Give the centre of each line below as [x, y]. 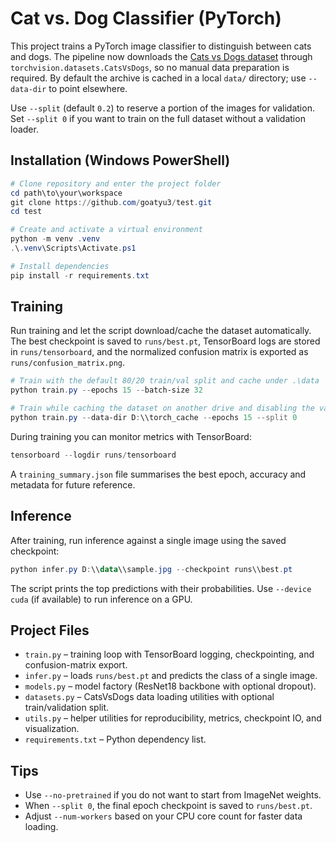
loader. [24, 129]
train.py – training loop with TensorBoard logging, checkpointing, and [169, 654]
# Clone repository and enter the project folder [116, 183]
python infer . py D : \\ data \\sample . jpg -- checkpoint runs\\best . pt [151, 569]
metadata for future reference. [73, 484]
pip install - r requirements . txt [80, 275]
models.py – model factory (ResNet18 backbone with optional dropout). [170, 686]
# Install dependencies [60, 266]
